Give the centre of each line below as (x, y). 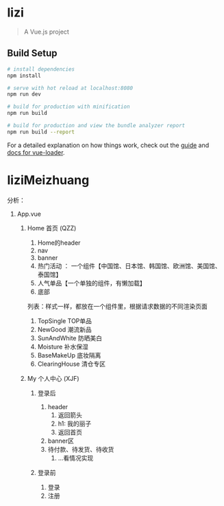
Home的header (59, 243)
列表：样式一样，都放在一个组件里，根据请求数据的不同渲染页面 (117, 306)
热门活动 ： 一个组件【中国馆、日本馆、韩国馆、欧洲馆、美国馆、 (129, 265)
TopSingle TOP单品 (65, 320)
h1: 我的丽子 (75, 423)
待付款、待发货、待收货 (81, 449)
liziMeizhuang (48, 180)
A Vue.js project (47, 32)
